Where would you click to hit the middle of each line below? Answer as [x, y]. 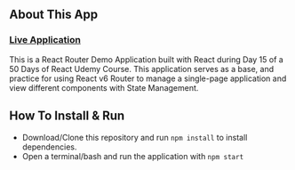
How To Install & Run [67, 116]
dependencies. [49, 147]
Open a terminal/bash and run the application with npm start [133, 156]
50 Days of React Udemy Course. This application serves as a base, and [142, 69]
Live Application [45, 40]
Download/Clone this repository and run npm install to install [135, 137]
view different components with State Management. [104, 87]
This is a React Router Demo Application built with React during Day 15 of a [147, 59]
